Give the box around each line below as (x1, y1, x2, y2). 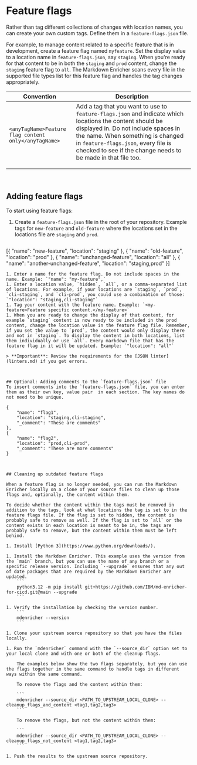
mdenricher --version (16, 614, 69, 621)
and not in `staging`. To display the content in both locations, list (6, 332, 185, 338)
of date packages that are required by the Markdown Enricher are (6, 569, 172, 574)
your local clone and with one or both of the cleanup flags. (6, 651, 161, 657)
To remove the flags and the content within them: (16, 681, 143, 687)
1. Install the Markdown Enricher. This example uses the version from (6, 553, 185, 559)
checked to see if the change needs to (76, 146, 182, 154)
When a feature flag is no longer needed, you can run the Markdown (6, 481, 177, 487)
